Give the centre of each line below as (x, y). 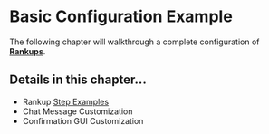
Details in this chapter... (78, 80)
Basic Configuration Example (121, 17)
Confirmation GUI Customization (83, 120)
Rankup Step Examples (66, 101)
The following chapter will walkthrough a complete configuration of (134, 42)
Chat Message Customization (77, 111)
